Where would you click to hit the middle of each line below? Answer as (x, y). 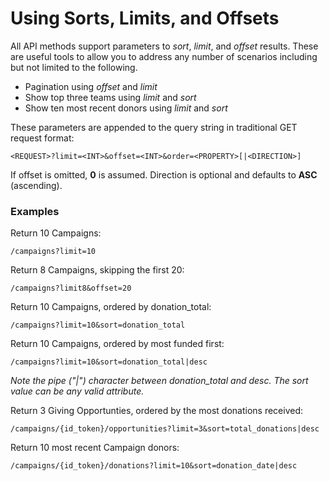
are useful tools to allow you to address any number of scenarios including (164, 56)
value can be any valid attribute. (77, 391)
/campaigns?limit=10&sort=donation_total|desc (109, 362)
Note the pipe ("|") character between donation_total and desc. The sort (159, 381)
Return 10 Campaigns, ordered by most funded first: (117, 344)
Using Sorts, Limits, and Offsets (145, 18)
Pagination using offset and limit (91, 86)
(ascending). (36, 185)
